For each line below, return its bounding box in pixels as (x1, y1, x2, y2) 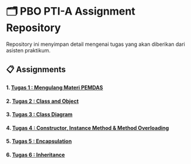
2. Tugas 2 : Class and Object (6, 98, 79, 105)
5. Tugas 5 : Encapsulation (6, 138, 72, 145)
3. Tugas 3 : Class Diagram (6, 111, 73, 118)
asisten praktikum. (6, 46, 51, 53)
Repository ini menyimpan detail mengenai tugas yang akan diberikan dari (6, 41, 185, 48)
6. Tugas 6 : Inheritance (6, 151, 65, 158)
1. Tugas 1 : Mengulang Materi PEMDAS (6, 83, 103, 91)
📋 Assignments (6, 65, 66, 75)
